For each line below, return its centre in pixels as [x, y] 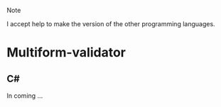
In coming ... [25, 96]
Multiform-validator [66, 53]
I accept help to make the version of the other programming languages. [111, 24]
